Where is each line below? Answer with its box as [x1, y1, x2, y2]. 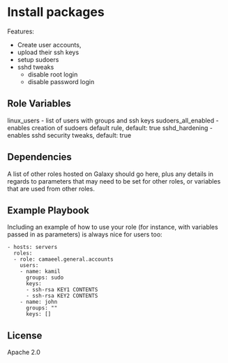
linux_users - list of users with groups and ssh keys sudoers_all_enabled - [7, 116, 219, 124]
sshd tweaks [17, 63, 54, 71]
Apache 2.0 [7, 348, 40, 357]
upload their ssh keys [17, 48, 79, 56]
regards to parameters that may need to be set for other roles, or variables [7, 177, 221, 185]
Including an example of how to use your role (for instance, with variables [7, 223, 218, 232]
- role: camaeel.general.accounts [13, 256, 114, 263]
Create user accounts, [17, 40, 82, 49]
